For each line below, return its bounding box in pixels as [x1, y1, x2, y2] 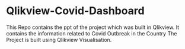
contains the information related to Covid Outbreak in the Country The [6, 30, 177, 37]
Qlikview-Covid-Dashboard [6, 4, 145, 18]
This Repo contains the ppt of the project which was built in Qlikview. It [6, 24, 180, 31]
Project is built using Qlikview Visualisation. [6, 36, 112, 43]
